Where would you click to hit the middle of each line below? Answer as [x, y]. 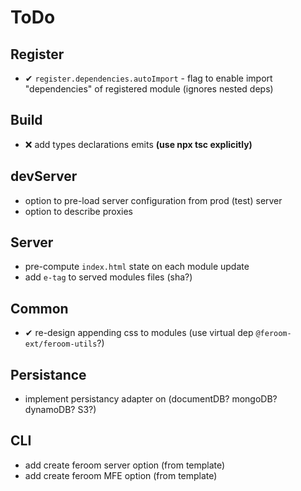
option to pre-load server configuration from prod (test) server [153, 200]
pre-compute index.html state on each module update [137, 267]
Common [39, 308]
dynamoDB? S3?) [60, 410]
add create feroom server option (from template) [125, 465]
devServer [44, 176]
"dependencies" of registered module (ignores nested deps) [149, 89]
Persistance [48, 374]
